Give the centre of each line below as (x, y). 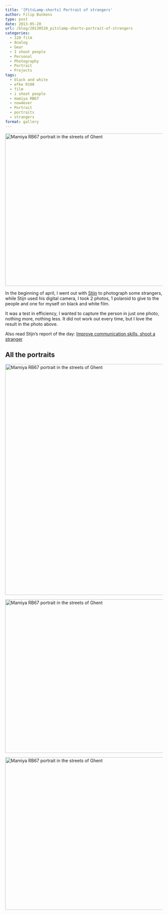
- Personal (21, 56)
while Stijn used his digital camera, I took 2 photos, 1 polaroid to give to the (82, 298)
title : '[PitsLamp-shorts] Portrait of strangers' (59, 10)
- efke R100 (22, 84)
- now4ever (21, 103)
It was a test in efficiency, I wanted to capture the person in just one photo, (82, 313)
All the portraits (30, 355)
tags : (11, 75)
